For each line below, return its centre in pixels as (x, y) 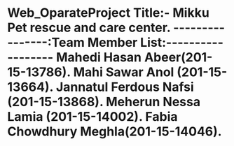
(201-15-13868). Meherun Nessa (104, 102)
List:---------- (182, 43)
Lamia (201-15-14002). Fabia (92, 117)
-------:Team (46, 43)
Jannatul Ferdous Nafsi (125, 87)
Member (112, 43)
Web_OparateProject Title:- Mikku (109, 13)
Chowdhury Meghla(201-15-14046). (115, 132)
